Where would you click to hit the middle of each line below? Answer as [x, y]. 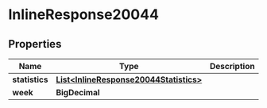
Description [232, 66]
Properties [35, 44]
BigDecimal [78, 93]
